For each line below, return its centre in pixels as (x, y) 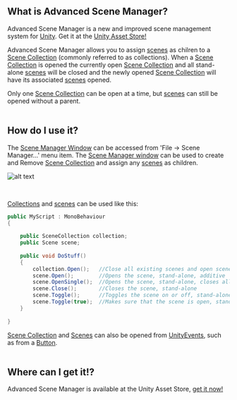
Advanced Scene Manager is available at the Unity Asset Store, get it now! (115, 389)
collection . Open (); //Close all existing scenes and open (123, 269)
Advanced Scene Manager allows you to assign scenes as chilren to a (109, 49)
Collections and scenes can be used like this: (73, 203)
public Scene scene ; (50, 243)
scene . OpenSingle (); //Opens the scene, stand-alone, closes (126, 282)
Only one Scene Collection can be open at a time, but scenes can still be (113, 93)
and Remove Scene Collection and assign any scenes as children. (103, 162)
